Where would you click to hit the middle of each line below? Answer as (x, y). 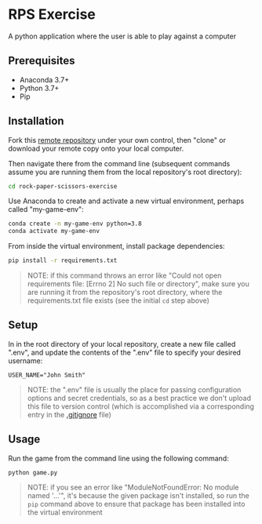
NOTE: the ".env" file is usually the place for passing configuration (134, 389)
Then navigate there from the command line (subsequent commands (119, 163)
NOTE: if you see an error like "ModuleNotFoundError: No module (133, 487)
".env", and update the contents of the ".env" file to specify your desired (125, 352)
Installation (36, 121)
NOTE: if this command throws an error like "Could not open (124, 275)
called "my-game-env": (46, 209)
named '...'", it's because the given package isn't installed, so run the (138, 495)
